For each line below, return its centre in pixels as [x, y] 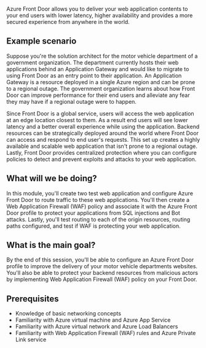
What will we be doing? [52, 178]
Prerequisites [33, 299]
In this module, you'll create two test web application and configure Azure [100, 193]
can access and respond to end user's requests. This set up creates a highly [103, 139]
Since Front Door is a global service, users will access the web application [101, 114]
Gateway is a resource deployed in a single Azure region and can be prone [101, 82]
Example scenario [42, 41]
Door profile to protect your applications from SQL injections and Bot [93, 213]
